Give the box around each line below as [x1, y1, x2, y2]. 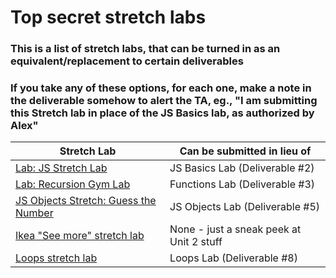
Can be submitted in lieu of [179, 144, 312, 158]
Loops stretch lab [15, 251, 98, 265]
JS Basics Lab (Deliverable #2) [169, 161, 315, 175]
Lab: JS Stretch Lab [15, 161, 108, 175]
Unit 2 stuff [169, 235, 223, 249]
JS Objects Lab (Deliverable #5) [169, 200, 321, 214]
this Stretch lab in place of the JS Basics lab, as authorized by [10, 106, 315, 120]
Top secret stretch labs [10, 6, 207, 29]
